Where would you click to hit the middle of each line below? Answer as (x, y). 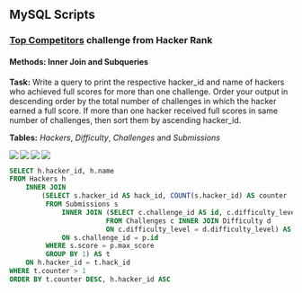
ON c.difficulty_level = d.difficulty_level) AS (199, 229)
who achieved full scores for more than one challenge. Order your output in (149, 91)
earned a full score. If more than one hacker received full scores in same (144, 111)
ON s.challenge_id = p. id (110, 237)
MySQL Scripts (53, 15)
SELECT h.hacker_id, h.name (62, 171)
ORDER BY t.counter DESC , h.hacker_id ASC (90, 279)
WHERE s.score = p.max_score (100, 246)
